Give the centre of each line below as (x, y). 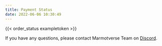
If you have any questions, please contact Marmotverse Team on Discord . (81, 38)
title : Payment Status (29, 10)
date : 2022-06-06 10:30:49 (33, 14)
